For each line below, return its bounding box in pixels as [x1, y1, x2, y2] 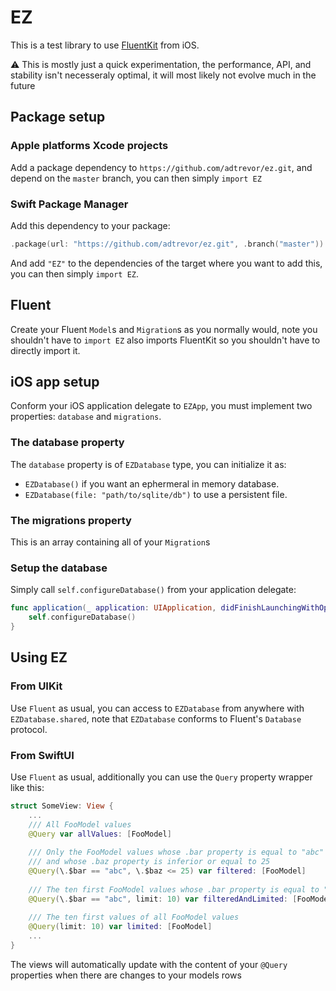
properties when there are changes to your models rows [10, 969, 242, 981]
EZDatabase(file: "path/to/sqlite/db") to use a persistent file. [24, 488, 288, 500]
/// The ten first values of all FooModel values [28, 912, 240, 923]
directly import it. [10, 344, 81, 356]
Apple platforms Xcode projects [10, 139, 169, 153]
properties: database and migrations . [10, 411, 162, 423]
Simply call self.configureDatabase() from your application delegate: [10, 584, 297, 596]
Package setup [10, 109, 106, 126]
